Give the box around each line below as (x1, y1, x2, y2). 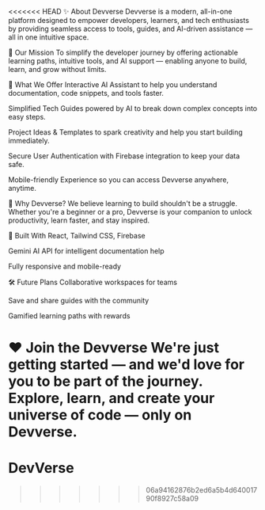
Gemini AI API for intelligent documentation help (8, 246, 165, 256)
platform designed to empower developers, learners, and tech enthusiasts (8, 16, 249, 25)
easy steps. (8, 112, 46, 121)
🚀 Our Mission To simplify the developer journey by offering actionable (8, 48, 239, 57)
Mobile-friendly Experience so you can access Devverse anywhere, (8, 175, 229, 185)
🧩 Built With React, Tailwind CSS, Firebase (8, 231, 146, 240)
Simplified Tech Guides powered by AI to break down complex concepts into (8, 104, 258, 113)
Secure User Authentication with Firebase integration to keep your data (8, 151, 240, 161)
